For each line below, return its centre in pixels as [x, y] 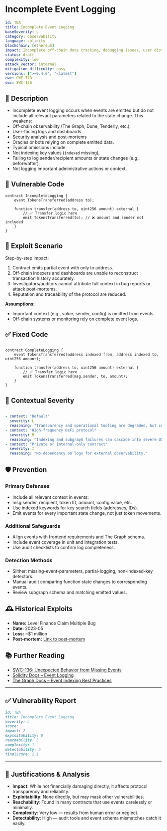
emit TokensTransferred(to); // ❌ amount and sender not [83, 217]
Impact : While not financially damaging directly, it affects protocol [80, 786]
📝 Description [27, 98]
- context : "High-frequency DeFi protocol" [51, 430]
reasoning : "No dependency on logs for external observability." [79, 453]
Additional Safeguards [33, 526]
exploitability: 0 [24, 736]
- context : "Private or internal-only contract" [56, 444]
